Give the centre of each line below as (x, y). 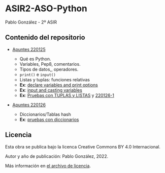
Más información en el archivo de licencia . (48, 166)
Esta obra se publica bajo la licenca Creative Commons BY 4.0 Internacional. (83, 147)
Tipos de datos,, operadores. (49, 69)
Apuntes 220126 (29, 105)
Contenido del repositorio (45, 37)
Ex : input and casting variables (51, 90)
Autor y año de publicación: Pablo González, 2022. (57, 156)
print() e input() (37, 74)
